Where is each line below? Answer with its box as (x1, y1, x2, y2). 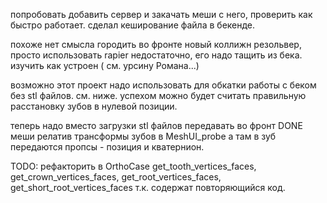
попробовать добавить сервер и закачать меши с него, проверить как (10, 9, 313, 20)
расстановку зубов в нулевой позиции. (10, 100, 178, 112)
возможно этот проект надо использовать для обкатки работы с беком (10, 79, 317, 91)
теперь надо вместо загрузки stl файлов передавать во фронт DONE (10, 120, 303, 131)
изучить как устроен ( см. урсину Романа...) (10, 60, 200, 71)
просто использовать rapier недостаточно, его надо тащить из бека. (10, 49, 303, 61)
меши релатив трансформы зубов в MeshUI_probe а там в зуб (10, 130, 277, 142)
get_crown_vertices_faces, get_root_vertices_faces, (10, 171, 222, 183)
